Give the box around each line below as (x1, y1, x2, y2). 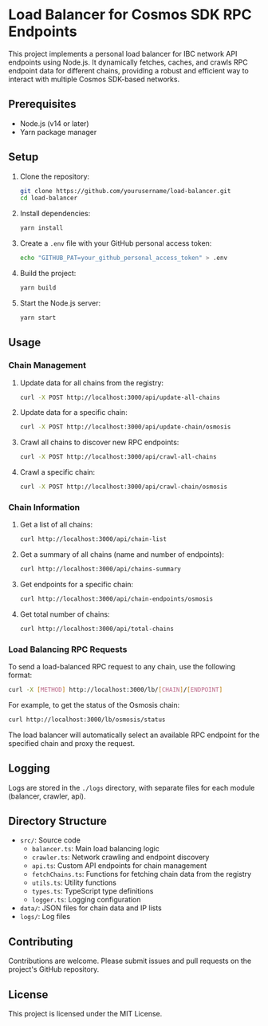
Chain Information (8, 501, 81, 512)
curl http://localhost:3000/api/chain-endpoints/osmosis (19, 595, 214, 603)
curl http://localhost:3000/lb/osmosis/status (8, 716, 166, 724)
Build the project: (19, 269, 77, 278)
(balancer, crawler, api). (8, 791, 86, 801)
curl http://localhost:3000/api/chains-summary (19, 565, 181, 574)
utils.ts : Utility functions (31, 878, 117, 887)
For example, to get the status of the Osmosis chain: (8, 700, 180, 709)
